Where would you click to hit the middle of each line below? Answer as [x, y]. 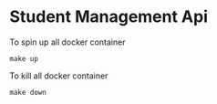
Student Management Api [108, 17]
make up [24, 58]
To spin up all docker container [67, 42]
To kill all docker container [59, 76]
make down [28, 92]
